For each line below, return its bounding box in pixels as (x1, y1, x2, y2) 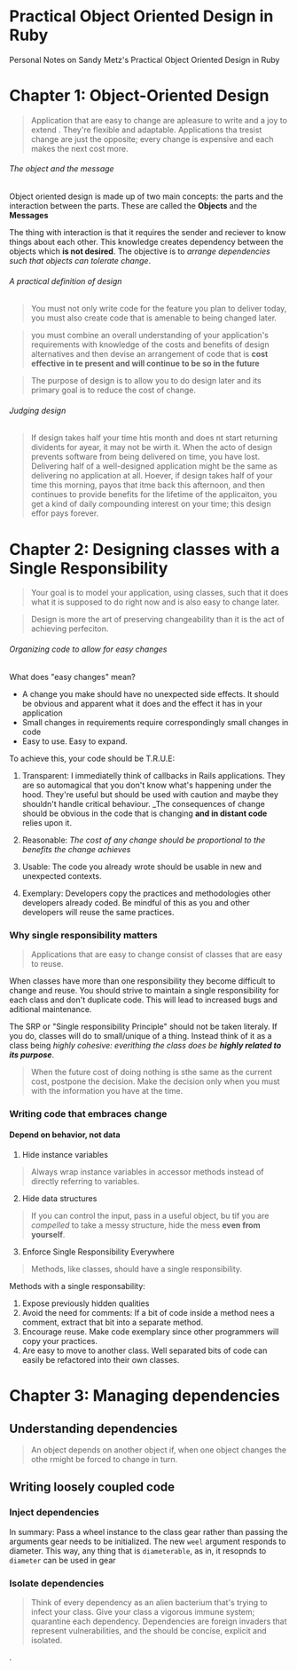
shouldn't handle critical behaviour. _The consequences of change (21, 798, 266, 809)
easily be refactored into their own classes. (21, 1355, 180, 1365)
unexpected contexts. (21, 870, 102, 881)
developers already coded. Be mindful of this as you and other (21, 897, 251, 907)
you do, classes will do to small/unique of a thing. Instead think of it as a (9, 1030, 272, 1041)
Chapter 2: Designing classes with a (9, 539, 280, 559)
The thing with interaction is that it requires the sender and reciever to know (9, 227, 286, 238)
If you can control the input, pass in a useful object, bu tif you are (30, 1210, 270, 1222)
